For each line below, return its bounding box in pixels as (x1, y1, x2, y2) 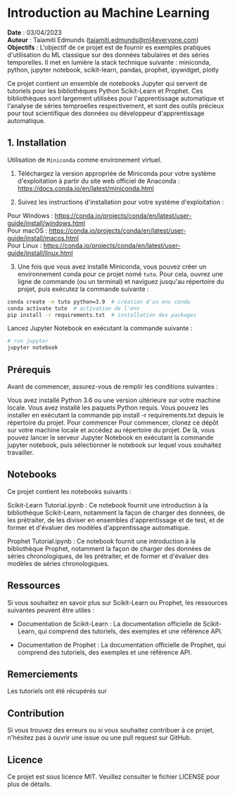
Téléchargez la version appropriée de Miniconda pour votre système (17, 169, 216, 177)
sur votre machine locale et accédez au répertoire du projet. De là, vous (7, 425, 215, 434)
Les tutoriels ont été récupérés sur (7, 687, 108, 695)
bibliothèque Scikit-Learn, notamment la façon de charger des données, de (7, 508, 225, 517)
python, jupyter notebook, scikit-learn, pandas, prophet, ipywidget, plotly (7, 65, 220, 74)
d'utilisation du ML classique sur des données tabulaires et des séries (7, 51, 210, 59)
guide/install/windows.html (7, 219, 86, 227)
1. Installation (7, 137, 67, 149)
